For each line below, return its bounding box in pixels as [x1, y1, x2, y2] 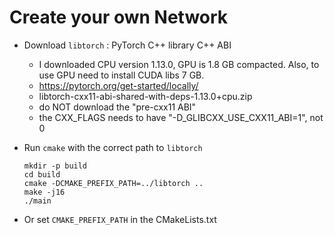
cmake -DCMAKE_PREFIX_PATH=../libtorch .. [23, 178, 204, 188]
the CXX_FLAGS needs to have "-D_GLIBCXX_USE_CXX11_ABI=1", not [38, 111, 324, 123]
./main [23, 196, 52, 206]
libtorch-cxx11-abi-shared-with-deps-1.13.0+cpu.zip [38, 90, 253, 102]
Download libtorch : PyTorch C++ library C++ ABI [23, 39, 232, 51]
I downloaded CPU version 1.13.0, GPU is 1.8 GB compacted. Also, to [38, 58, 320, 70]
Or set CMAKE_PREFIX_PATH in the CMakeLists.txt [23, 213, 217, 225]
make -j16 [23, 187, 66, 197]
